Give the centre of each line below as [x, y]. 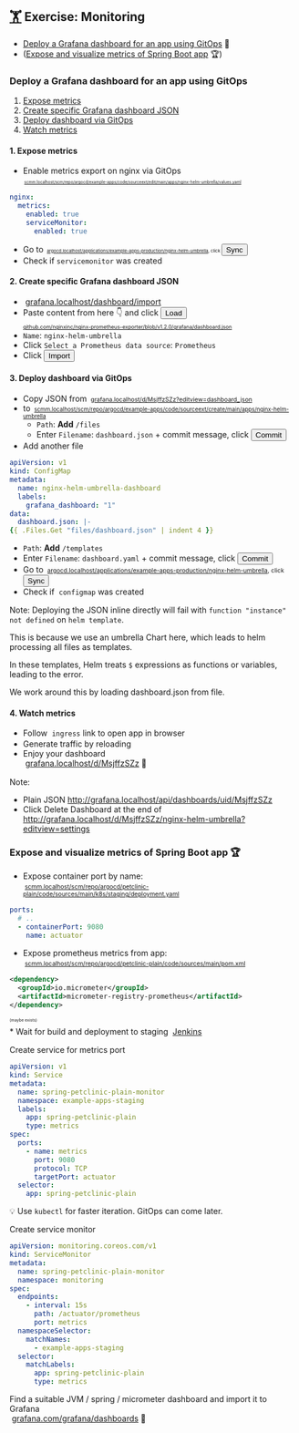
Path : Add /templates [62, 548]
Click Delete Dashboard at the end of [92, 809]
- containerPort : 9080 [61, 927]
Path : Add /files [68, 425]
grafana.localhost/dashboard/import [93, 302]
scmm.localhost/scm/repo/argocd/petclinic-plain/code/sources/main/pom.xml [135, 964]
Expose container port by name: [83, 876]
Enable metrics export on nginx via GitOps [102, 171]
